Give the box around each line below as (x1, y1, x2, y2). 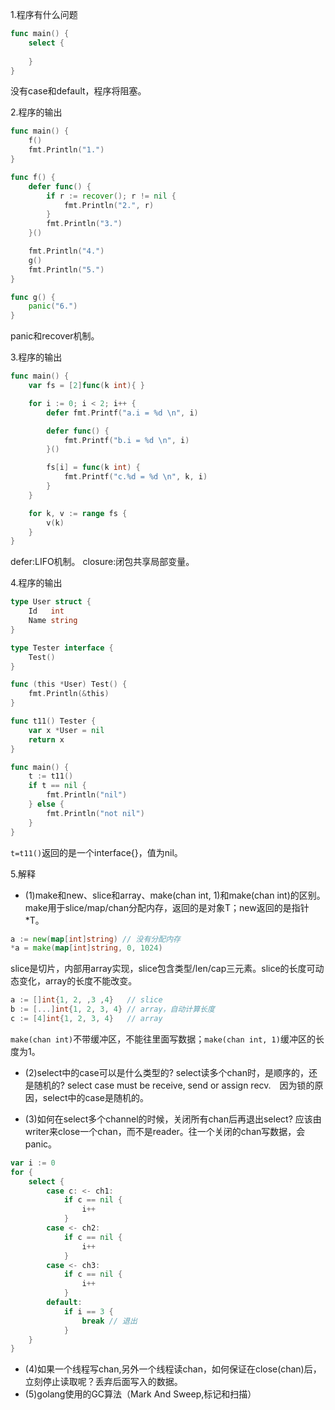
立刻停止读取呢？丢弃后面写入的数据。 (24, 1376, 183, 1388)
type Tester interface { (10, 643, 114, 653)
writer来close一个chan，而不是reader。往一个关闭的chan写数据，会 (24, 1125, 306, 1137)
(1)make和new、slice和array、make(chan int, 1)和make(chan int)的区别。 (24, 889, 326, 901)
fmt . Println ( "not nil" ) (46, 808, 145, 818)
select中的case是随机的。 (42, 1091, 150, 1103)
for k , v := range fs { (28, 508, 128, 518)
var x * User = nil (28, 725, 105, 735)
